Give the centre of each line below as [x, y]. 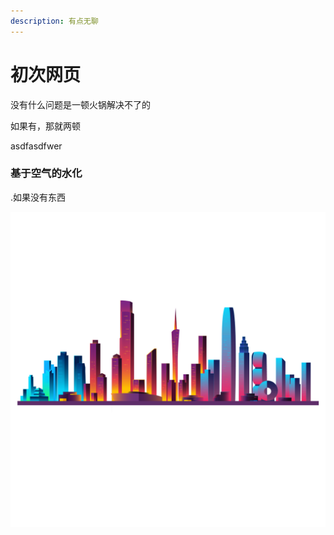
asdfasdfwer [36, 146]
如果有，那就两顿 [45, 126]
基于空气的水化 [46, 173]
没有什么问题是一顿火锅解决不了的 [80, 104]
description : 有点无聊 [54, 21]
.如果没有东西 [38, 197]
